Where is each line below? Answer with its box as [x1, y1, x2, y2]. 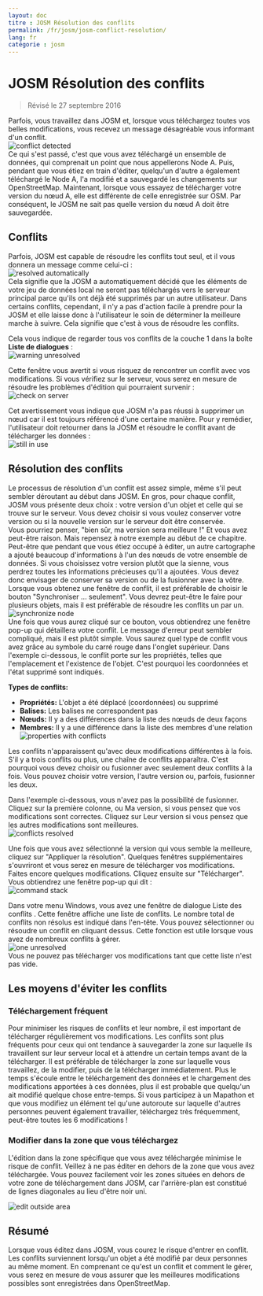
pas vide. [8, 959, 38, 969]
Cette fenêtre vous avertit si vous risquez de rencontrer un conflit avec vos [8, 365, 250, 375]
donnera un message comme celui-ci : [8, 260, 133, 269]
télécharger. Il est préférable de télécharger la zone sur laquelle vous [8, 1057, 231, 1066]
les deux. [8, 780, 38, 789]
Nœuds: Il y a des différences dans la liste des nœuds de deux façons [19, 714, 247, 724]
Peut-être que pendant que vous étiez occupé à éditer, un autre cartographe [8, 541, 256, 551]
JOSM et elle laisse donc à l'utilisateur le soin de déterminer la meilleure [8, 310, 241, 319]
